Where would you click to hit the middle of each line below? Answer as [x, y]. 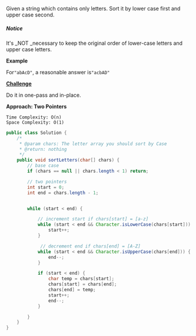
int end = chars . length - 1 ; [63, 193]
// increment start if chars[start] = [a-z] [93, 219]
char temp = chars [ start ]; [81, 279]
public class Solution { [36, 133]
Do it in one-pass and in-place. [44, 95]
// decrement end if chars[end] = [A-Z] [91, 246]
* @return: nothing [43, 149]
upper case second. [30, 15]
